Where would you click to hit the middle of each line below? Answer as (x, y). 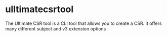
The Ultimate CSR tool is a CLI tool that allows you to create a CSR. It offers (83, 23)
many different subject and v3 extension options (56, 28)
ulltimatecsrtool (39, 9)
